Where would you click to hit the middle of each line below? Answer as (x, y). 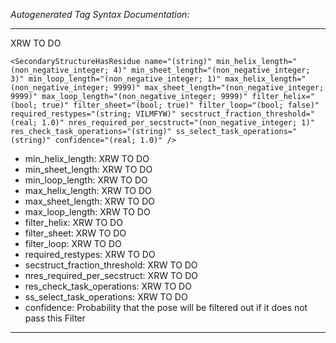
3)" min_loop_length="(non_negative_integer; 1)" (116, 79)
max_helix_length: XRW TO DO (88, 190)
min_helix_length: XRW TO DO (87, 158)
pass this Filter (55, 318)
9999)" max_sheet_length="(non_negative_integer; (219, 88)
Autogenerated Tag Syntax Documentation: (100, 14)
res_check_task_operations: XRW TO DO (108, 286)
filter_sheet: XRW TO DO (75, 233)
